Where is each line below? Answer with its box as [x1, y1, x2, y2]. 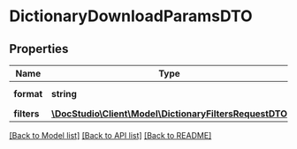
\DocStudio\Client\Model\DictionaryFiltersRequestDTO [51, 108, 288, 120]
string [51, 88, 78, 100]
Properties [9, 41, 69, 56]
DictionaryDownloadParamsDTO [9, 6, 254, 26]
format [13, 88, 43, 100]
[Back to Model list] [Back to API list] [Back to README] [9, 130, 212, 140]
